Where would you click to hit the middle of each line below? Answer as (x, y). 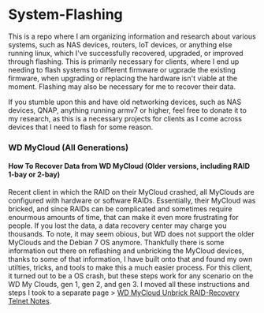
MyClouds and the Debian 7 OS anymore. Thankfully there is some (116, 243)
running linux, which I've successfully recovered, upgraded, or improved (126, 53)
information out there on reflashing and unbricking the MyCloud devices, (126, 251)
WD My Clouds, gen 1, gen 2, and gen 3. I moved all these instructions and (129, 285)
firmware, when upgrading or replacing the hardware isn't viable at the (123, 78)
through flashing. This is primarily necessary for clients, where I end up (124, 61)
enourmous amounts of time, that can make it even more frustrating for (123, 218)
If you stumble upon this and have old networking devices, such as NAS (125, 102)
